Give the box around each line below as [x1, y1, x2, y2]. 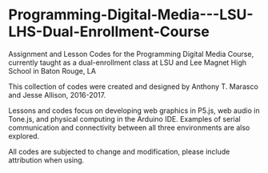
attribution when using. [8, 155, 85, 165]
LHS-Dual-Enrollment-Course [8, 22, 210, 41]
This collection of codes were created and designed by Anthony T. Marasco [8, 82, 258, 91]
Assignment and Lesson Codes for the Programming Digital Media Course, [8, 49, 254, 58]
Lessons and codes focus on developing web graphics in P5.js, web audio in [8, 106, 260, 115]
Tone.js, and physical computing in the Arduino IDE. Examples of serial [8, 114, 242, 123]
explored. [8, 131, 40, 141]
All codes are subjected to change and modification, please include [8, 147, 230, 156]
